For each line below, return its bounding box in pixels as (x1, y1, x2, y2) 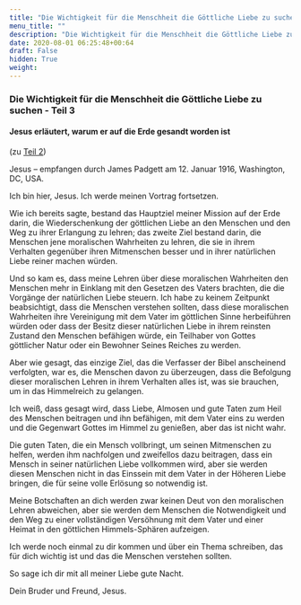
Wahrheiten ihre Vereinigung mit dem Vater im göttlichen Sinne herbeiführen (9, 311, 291, 321)
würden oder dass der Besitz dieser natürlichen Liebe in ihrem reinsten (9, 320, 271, 331)
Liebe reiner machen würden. (9, 256, 118, 266)
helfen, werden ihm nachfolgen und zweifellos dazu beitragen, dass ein (9, 450, 273, 460)
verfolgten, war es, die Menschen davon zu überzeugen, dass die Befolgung (9, 367, 291, 377)
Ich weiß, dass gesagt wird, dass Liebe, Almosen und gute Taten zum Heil (9, 403, 282, 414)
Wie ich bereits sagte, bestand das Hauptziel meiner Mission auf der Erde (9, 208, 280, 218)
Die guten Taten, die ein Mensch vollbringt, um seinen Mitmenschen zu (9, 440, 271, 450)
